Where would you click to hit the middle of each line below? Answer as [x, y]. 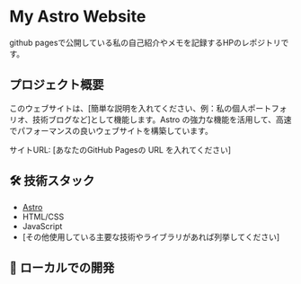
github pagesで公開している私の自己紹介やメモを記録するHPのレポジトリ [145, 42]
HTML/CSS [43, 217]
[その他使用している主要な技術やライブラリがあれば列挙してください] [151, 236]
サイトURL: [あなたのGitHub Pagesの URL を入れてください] [120, 149]
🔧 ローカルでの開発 [62, 267]
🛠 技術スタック [52, 181]
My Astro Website [78, 17]
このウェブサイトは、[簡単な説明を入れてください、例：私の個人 [129, 108]
